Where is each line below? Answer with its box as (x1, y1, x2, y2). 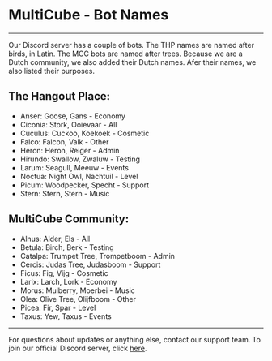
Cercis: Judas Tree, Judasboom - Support (19, 260, 161, 269)
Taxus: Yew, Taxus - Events (19, 311, 112, 321)
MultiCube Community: (8, 213, 130, 226)
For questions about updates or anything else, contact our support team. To (8, 334, 261, 344)
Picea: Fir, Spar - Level (19, 303, 96, 312)
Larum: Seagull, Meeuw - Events (19, 162, 130, 172)
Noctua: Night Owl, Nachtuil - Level (19, 171, 138, 181)
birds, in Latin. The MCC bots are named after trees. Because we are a (8, 49, 243, 58)
